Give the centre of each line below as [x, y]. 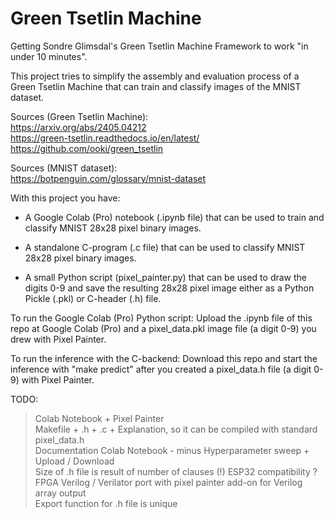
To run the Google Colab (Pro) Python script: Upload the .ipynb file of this [161, 318]
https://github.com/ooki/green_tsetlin [87, 148]
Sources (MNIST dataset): [64, 168]
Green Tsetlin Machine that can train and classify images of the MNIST [156, 86]
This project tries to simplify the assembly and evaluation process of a [155, 76]
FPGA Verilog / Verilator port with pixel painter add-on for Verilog [168, 482]
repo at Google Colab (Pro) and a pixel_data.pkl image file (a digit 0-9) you [163, 328]
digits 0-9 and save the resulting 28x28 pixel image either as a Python [169, 288]
